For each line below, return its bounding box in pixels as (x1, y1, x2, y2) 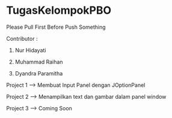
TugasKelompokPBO (6, 4, 112, 17)
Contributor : (6, 35, 38, 42)
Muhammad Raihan (14, 58, 63, 65)
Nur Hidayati (14, 46, 46, 54)
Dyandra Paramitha (14, 69, 63, 77)
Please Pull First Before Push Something (6, 23, 106, 31)
